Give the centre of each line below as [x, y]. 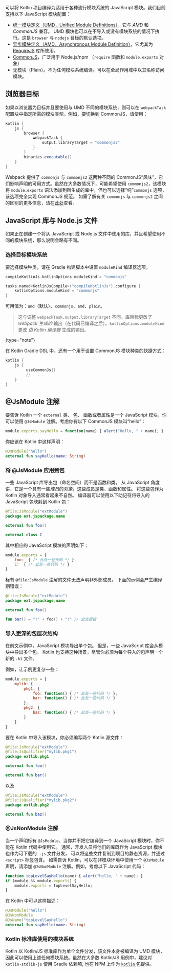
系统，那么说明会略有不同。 [52, 240]
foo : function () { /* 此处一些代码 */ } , [75, 693]
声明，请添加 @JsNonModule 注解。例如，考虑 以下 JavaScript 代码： [76, 866]
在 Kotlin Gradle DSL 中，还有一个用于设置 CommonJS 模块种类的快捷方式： [86, 351]
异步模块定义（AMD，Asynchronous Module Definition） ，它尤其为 [83, 44]
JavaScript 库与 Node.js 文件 [52, 220]
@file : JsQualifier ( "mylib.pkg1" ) [41, 752]
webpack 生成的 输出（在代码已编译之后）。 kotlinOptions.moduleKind [91, 323]
